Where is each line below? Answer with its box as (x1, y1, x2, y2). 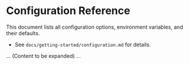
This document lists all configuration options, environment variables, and (6, 23, 183, 30)
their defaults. (6, 29, 40, 36)
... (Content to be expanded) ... (6, 52, 81, 59)
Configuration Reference (6, 4, 131, 18)
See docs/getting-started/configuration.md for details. (14, 41, 151, 48)
